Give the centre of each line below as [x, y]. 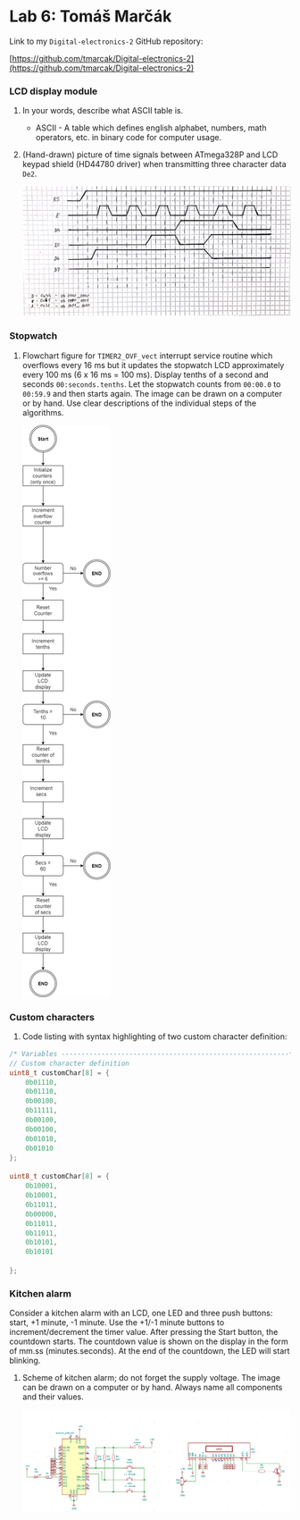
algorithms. [43, 412]
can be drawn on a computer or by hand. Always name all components [152, 1388]
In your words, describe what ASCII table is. [103, 111]
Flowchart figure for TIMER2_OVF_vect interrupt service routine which [147, 356]
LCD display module [54, 91]
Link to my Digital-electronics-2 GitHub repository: [106, 41]
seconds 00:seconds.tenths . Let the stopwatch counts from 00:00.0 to [151, 384]
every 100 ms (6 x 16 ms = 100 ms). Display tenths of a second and [146, 374]
